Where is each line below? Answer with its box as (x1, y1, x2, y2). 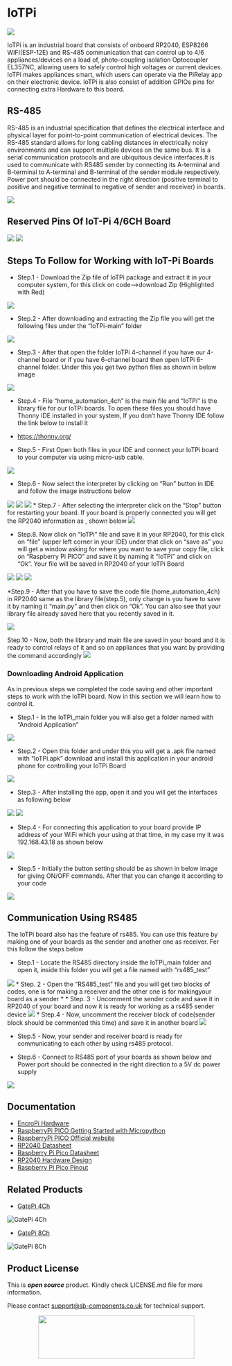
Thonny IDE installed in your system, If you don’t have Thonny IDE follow (17, 411, 225, 420)
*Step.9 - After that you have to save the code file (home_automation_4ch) (7, 587, 220, 596)
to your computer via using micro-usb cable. (17, 453, 145, 462)
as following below (17, 795, 71, 804)
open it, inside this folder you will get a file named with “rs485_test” (17, 966, 210, 974)
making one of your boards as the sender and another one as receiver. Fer (7, 937, 220, 946)
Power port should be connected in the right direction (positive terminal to (7, 175, 218, 183)
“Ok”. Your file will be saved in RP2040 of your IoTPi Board (17, 560, 185, 568)
